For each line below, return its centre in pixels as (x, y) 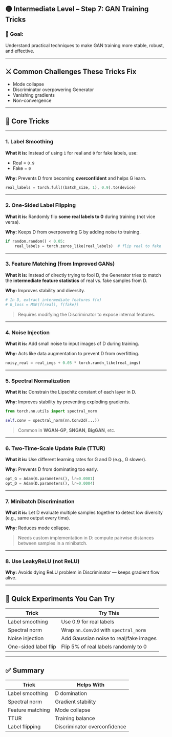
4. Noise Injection (28, 332)
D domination (71, 693)
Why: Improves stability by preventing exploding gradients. (68, 402)
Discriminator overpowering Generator (53, 90)
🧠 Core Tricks (27, 121)
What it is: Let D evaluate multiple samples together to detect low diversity (84, 513)
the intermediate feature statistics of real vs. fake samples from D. (76, 280)
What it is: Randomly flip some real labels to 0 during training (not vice (80, 216)
